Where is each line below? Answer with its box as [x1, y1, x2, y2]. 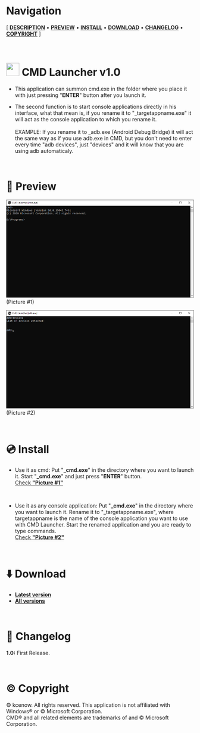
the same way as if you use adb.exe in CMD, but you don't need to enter [14, 134, 192, 142]
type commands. [14, 527, 57, 534]
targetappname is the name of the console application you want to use [14, 515, 189, 522]
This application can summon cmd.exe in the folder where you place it [14, 85, 187, 92]
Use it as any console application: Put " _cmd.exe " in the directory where [14, 502, 193, 509]
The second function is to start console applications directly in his [14, 103, 177, 110]
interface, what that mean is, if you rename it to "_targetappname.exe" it [14, 109, 192, 117]
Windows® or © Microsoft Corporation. [6, 707, 102, 715]
